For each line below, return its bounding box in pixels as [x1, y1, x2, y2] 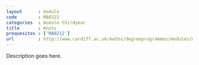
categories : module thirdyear [6, 19, 86, 25]
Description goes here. [6, 53, 62, 59]
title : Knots [6, 25, 57, 31]
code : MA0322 [6, 14, 60, 20]
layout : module [6, 8, 60, 15]
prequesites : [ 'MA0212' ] [6, 31, 70, 37]
